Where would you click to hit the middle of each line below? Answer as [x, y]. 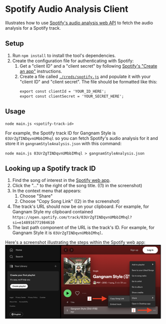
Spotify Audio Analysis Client [67, 9]
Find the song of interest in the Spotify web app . [62, 180]
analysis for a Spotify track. [33, 28]
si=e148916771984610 [33, 223]
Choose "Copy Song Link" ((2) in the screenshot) [70, 202]
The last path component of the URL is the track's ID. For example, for [83, 228]
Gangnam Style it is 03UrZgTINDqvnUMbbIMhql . [58, 233]
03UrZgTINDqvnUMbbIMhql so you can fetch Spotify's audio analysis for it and [82, 138]
